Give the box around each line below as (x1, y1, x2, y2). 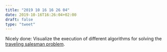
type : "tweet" (5, 21, 36, 27)
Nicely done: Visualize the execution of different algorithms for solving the (5, 36, 162, 42)
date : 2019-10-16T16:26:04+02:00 (5, 12, 77, 17)
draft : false (5, 17, 33, 22)
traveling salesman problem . (5, 41, 65, 47)
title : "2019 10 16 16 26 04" (5, 7, 70, 13)
